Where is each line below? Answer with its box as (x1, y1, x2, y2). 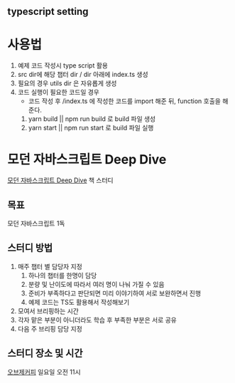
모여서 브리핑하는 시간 (17, 306, 80, 315)
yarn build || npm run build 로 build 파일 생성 (28, 115, 156, 123)
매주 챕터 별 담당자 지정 (17, 262, 83, 271)
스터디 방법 (7, 242, 53, 254)
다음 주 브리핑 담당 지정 (17, 324, 83, 333)
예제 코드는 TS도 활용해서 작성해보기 (28, 298, 130, 306)
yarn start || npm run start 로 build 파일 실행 (28, 124, 154, 132)
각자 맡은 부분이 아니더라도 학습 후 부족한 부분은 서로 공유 (17, 315, 177, 324)
